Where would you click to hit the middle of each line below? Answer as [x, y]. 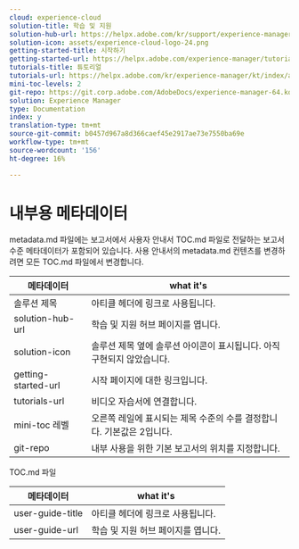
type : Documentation [48, 109]
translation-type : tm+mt [55, 126]
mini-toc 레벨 [41, 425]
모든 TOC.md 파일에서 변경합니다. [85, 262]
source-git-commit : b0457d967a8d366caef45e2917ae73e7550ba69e [127, 134]
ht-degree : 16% [37, 158]
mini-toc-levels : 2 [45, 84]
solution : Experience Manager [65, 100]
